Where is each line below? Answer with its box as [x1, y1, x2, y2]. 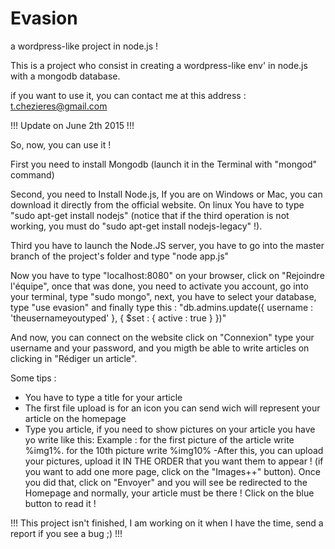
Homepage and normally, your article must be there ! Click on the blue [24, 487, 315, 499]
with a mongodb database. [10, 70, 121, 82]
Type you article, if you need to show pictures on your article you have [24, 423, 316, 435]
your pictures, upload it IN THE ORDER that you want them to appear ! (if [24, 455, 324, 467]
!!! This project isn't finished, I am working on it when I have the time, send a [10, 517, 324, 529]
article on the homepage [24, 412, 127, 424]
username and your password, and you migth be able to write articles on [10, 342, 310, 354]
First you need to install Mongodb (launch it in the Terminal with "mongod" [10, 158, 318, 170]
